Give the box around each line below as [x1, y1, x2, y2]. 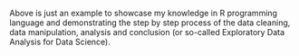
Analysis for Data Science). [9, 36, 111, 47]
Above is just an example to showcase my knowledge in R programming [9, 8, 278, 18]
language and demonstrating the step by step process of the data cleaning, [9, 17, 291, 28]
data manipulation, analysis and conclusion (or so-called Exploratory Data [9, 27, 285, 37]
